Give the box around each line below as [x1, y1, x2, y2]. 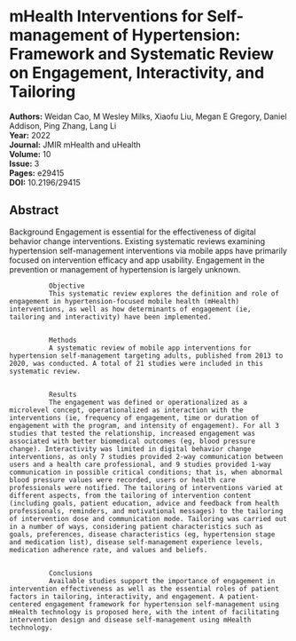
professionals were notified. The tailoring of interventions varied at [9, 483, 284, 492]
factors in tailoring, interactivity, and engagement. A [9, 592, 224, 601]
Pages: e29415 [9, 167, 65, 178]
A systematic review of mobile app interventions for [48, 344, 252, 352]
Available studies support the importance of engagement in [48, 576, 276, 585]
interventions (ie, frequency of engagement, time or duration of [9, 413, 260, 423]
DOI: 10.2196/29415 [9, 177, 82, 187]
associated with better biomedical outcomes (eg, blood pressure [9, 437, 255, 446]
